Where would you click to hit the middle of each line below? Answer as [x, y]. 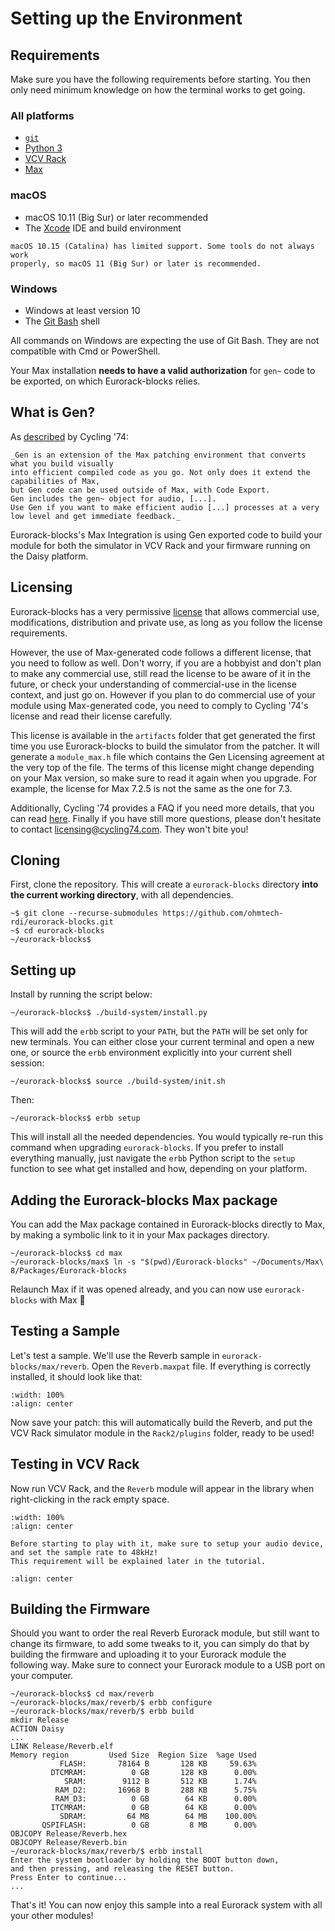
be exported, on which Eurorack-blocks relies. [105, 381]
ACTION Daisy [37, 1729]
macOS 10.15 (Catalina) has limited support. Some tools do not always [162, 246]
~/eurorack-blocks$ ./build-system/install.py [109, 1013]
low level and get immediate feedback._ [96, 516]
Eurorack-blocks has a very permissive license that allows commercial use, [165, 611]
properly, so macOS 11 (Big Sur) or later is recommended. [136, 263]
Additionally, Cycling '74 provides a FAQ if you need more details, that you [162, 808]
